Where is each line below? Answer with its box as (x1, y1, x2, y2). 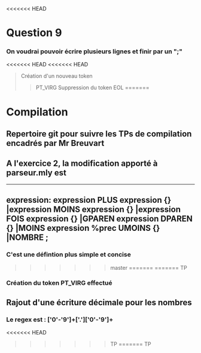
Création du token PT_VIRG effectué (6, 279, 112, 287)
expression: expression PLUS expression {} (6, 195, 172, 205)
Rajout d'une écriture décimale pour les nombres (6, 297, 193, 308)
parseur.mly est (6, 168, 67, 178)
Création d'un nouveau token (20, 72, 93, 80)
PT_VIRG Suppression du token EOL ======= (35, 84, 150, 92)
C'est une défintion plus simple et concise (6, 251, 132, 259)
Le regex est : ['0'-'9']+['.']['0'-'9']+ (6, 315, 114, 324)
